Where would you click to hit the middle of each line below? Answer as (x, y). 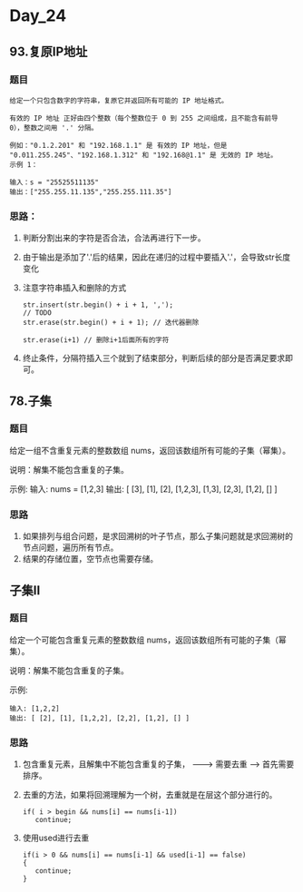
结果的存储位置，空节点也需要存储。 (90, 559)
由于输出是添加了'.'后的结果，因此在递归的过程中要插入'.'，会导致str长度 (156, 257)
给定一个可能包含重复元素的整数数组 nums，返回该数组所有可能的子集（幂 (148, 640)
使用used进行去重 (56, 838)
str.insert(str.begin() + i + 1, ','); (98, 305)
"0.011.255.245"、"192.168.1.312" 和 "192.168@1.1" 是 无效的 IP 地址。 (144, 155)
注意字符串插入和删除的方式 (74, 288)
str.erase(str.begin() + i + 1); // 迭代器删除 (111, 323)
